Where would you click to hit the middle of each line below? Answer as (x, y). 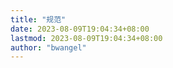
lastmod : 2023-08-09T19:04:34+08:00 (86, 38)
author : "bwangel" (48, 47)
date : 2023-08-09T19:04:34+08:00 (80, 29)
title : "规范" (38, 19)
